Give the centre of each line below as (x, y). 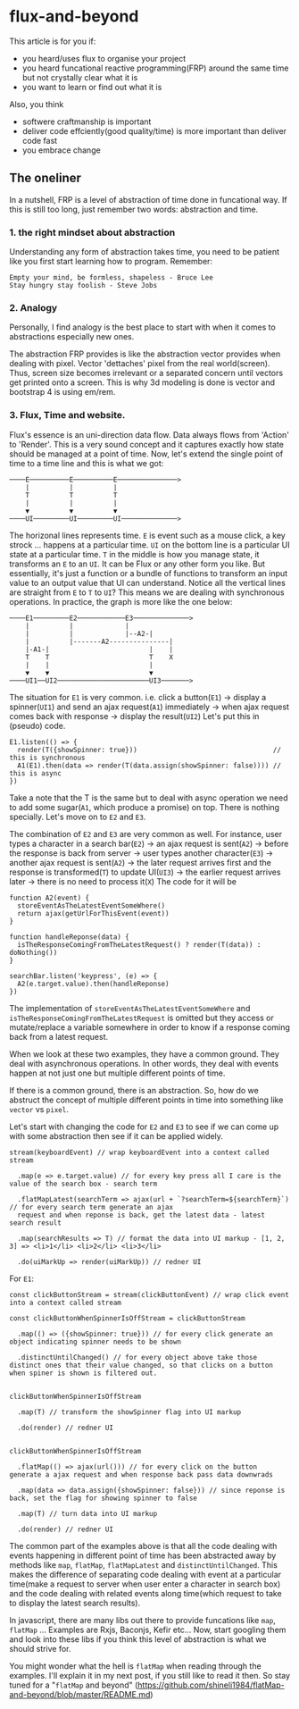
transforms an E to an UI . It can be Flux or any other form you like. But (137, 564)
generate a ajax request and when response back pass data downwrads (141, 1474)
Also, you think (37, 104)
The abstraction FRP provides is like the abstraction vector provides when (145, 354)
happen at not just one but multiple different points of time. (117, 1073)
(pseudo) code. (37, 725)
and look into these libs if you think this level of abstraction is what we (138, 1639)
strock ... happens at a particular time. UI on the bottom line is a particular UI (149, 545)
